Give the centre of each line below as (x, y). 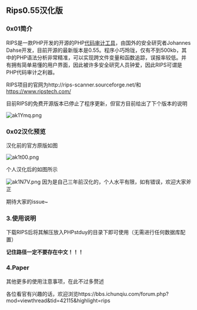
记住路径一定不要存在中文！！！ (45, 252)
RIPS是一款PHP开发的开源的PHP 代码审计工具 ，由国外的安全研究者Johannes (98, 42)
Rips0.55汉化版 (35, 11)
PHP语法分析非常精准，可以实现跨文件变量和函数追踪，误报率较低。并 (101, 57)
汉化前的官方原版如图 (32, 145)
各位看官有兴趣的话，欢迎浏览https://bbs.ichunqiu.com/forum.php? (87, 294)
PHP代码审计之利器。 (32, 72)
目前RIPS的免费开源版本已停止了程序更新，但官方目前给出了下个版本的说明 (97, 103)
